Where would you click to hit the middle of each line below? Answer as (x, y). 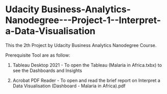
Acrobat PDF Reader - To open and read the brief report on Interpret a (87, 80)
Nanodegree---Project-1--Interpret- (83, 20)
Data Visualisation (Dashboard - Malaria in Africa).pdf (69, 86)
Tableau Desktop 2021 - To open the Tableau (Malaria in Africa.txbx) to (87, 65)
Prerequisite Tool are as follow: (38, 55)
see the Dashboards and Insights (47, 70)
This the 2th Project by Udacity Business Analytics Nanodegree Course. (81, 45)
